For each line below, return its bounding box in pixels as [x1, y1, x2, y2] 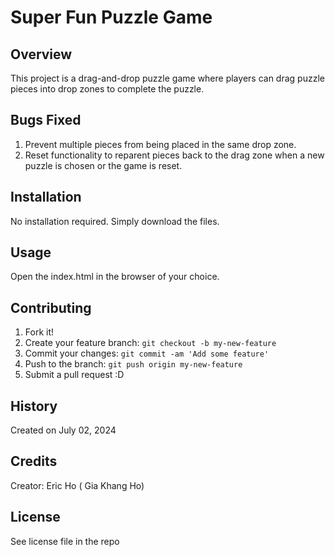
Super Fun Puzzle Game [10, 6, 213, 29]
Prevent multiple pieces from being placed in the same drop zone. [24, 138, 297, 150]
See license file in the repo [10, 535, 120, 547]
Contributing [10, 299, 92, 316]
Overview [10, 46, 73, 63]
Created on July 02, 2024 [10, 424, 117, 436]
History [10, 397, 58, 415]
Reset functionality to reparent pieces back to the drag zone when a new [24, 149, 325, 161]
